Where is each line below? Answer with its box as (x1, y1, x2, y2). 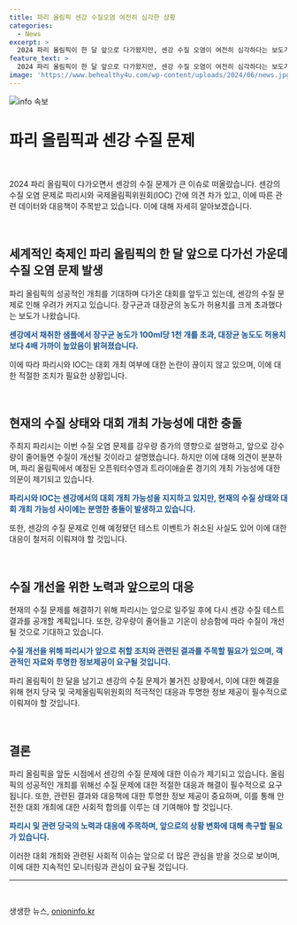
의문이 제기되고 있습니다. (9, 474, 95, 485)
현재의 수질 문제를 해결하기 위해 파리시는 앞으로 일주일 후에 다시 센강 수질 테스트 (9, 604, 286, 616)
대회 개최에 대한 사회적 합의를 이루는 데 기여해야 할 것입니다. (25, 801, 233, 812)
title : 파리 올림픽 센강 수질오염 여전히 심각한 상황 (9, 12, 176, 22)
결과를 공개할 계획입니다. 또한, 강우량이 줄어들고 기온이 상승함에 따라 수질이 (9, 616, 269, 626)
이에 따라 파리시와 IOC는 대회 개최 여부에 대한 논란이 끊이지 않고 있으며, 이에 (9, 359, 272, 369)
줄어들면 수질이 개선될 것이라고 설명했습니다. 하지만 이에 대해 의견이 (25, 452, 259, 462)
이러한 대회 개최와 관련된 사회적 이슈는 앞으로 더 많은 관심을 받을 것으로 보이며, (9, 850, 280, 860)
